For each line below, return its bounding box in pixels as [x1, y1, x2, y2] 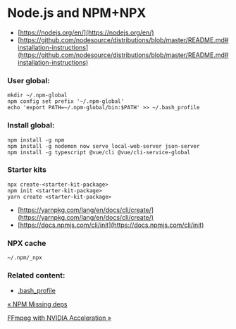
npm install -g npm [7, 136, 65, 144]
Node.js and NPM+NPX [7, 5, 147, 21]
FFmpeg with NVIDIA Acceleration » [7, 314, 111, 322]
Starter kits [7, 165, 47, 175]
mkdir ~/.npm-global [7, 92, 68, 99]
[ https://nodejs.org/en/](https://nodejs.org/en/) [17, 28, 154, 37]
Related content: [7, 271, 66, 280]
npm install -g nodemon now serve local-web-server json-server [7, 142, 200, 149]
